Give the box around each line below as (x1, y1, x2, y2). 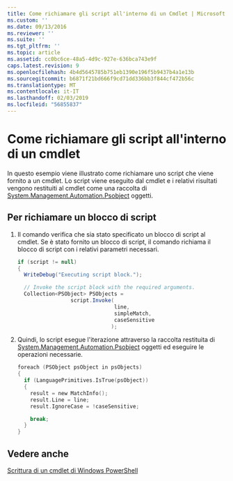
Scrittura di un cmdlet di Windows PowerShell (7, 466, 138, 475)
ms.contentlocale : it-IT (7, 88, 79, 95)
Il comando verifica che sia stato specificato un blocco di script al (17, 230, 206, 238)
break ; (30, 415, 49, 422)
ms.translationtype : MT (7, 82, 77, 89)
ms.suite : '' (7, 36, 45, 43)
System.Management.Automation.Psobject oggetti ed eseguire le (17, 343, 204, 351)
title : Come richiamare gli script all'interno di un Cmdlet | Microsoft (7, 10, 226, 17)
